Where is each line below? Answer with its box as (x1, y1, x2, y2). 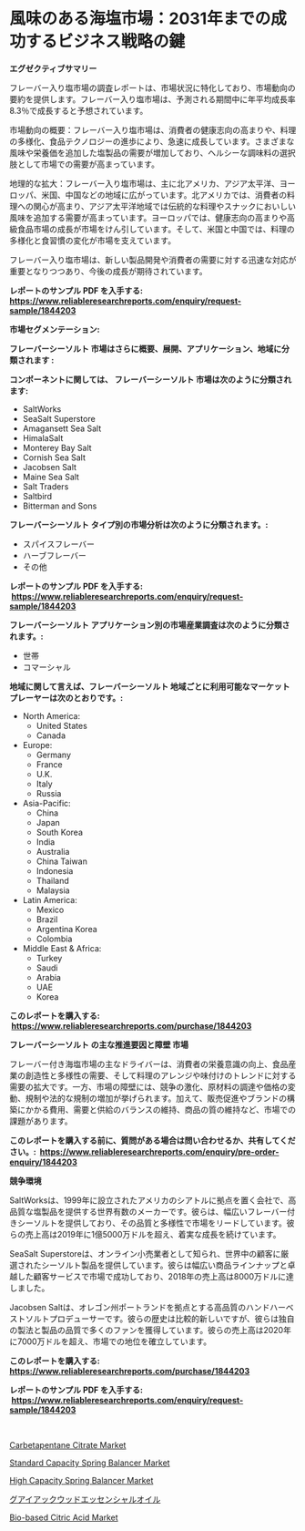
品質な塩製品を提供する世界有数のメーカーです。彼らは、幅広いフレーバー (9, 1206, 288, 1217)
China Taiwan (36, 856, 88, 867)
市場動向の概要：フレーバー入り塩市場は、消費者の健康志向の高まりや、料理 (9, 124, 297, 135)
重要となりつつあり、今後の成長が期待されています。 (9, 265, 208, 276)
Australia (36, 846, 70, 857)
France (36, 758, 64, 770)
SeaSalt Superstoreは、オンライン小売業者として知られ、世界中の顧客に (9, 1248, 281, 1259)
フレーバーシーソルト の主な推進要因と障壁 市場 (9, 1039, 189, 1050)
